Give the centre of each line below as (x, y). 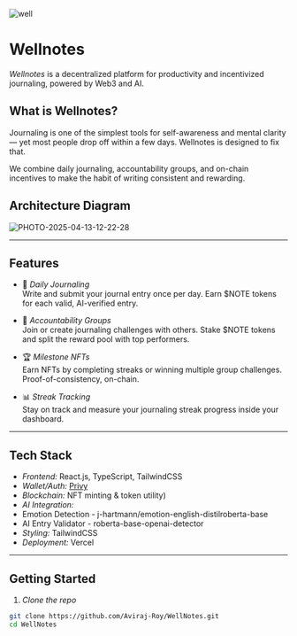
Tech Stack (41, 455)
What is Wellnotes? (64, 111)
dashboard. (43, 419)
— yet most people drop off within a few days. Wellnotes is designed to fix (145, 142)
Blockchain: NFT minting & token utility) (94, 495)
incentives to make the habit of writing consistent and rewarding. (127, 178)
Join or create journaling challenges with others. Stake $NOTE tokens (148, 330)
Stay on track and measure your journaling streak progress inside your (150, 410)
